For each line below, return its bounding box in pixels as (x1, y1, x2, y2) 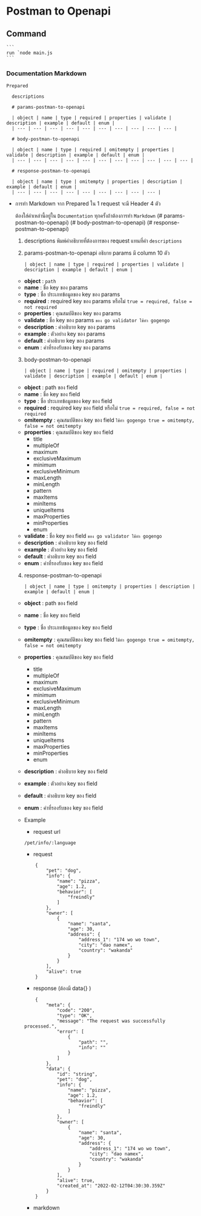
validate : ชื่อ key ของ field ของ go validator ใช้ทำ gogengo (24, 532, 162, 540)
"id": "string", (56, 1071, 98, 1077)
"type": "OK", (56, 1013, 93, 1019)
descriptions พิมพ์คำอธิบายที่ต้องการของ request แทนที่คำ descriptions (24, 237, 182, 244)
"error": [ (56, 1029, 85, 1035)
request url (33, 828, 61, 836)
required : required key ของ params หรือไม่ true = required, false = (24, 298, 193, 305)
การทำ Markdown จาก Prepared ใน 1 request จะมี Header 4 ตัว (15, 200, 161, 207)
